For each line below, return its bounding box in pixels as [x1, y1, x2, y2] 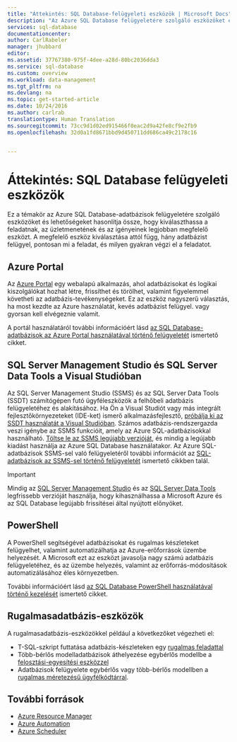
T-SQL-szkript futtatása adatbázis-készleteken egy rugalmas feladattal [17, 642, 224, 651]
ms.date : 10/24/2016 [7, 103, 68, 110]
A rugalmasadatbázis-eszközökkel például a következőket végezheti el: [7, 629, 215, 637]
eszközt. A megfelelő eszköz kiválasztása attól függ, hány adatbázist [7, 233, 208, 241]
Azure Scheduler [17, 727, 67, 736]
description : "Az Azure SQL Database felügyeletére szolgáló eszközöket [7, 17, 226, 24]
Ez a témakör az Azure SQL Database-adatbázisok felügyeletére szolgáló [7, 210, 220, 219]
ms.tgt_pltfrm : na [7, 83, 61, 90]
